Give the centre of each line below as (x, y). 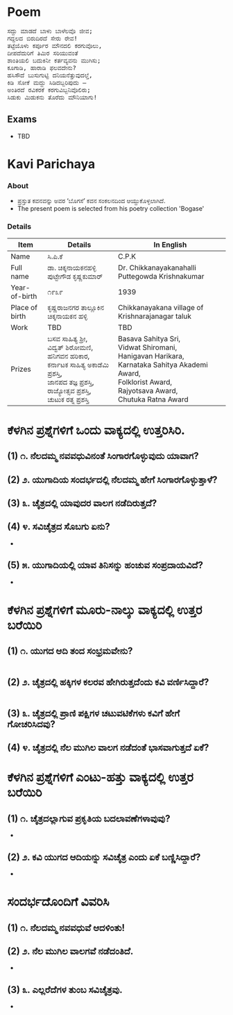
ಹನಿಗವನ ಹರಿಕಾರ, (69, 356)
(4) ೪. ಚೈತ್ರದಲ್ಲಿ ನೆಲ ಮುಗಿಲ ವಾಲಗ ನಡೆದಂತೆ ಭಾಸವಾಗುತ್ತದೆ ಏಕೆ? (108, 748)
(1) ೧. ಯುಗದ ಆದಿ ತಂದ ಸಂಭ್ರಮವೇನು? (70, 651)
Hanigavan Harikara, (151, 356)
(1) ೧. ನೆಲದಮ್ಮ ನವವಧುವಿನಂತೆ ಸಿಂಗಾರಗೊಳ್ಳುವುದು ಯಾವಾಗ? (103, 456)
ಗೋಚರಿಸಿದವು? (31, 724)
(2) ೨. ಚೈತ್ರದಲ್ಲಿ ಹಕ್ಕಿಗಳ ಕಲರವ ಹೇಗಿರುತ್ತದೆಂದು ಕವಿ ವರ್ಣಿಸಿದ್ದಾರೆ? (108, 682)
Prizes (21, 369)
